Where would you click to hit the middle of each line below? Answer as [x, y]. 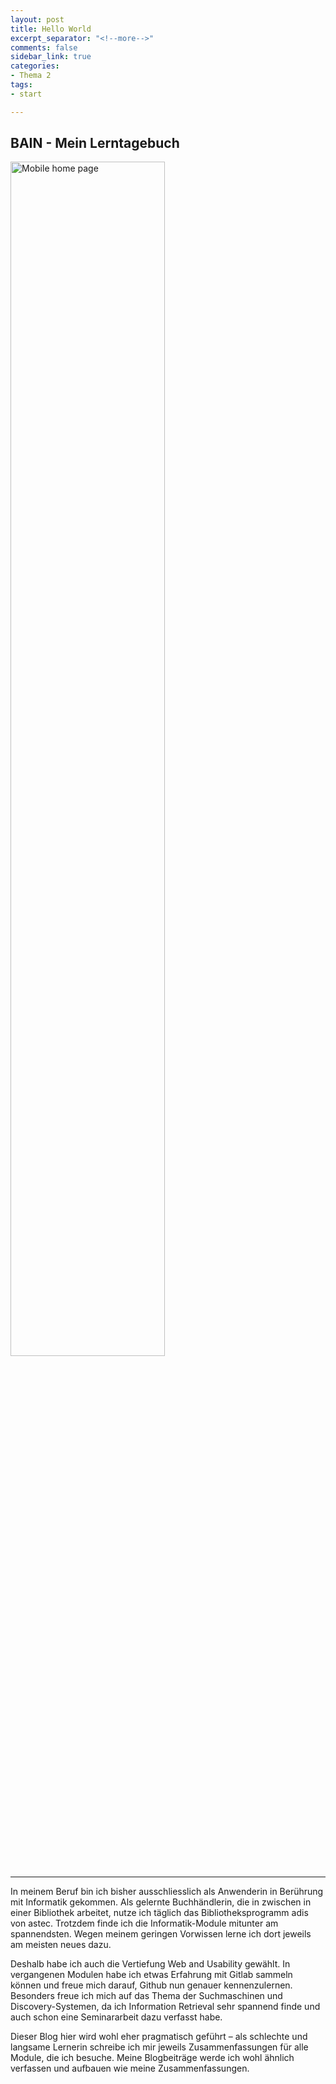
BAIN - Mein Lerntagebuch [95, 143]
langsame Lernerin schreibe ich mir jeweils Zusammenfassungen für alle [159, 2047]
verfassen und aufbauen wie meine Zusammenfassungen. [130, 2068]
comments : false [44, 47]
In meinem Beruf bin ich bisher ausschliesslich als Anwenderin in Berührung [167, 1892]
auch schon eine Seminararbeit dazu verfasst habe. [116, 2017]
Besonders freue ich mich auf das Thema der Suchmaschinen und [146, 1996]
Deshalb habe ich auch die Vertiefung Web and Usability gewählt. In [150, 1964]
